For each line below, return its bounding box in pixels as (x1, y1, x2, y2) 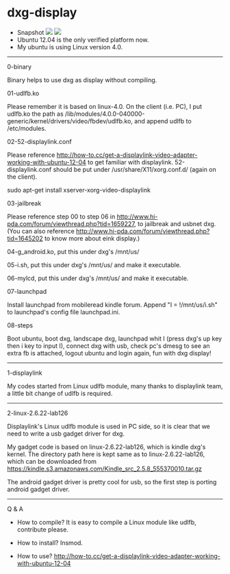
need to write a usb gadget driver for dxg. (7, 429, 125, 438)
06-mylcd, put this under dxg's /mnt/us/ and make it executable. (7, 274, 189, 282)
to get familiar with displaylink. (88, 158, 173, 166)
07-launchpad (7, 287, 47, 295)
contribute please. (16, 525, 68, 534)
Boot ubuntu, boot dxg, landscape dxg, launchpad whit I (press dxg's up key (7, 334, 222, 342)
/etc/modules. (7, 124, 47, 132)
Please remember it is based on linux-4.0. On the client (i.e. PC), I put (7, 102, 203, 110)
